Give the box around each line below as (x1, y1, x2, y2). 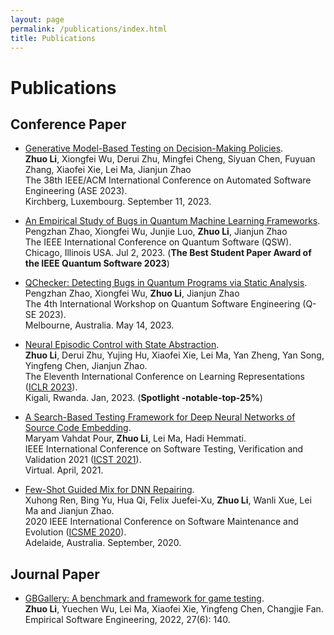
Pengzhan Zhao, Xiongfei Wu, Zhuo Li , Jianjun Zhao (24, 287, 240, 300)
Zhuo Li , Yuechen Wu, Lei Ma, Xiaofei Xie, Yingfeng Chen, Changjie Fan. (24, 603, 324, 615)
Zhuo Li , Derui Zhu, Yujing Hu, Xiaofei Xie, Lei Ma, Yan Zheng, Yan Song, (24, 349, 325, 361)
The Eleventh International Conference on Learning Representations (24, 371, 305, 383)
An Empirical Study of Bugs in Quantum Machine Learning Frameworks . (24, 215, 321, 227)
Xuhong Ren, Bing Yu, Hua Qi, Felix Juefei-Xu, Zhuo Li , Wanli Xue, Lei (24, 494, 312, 506)
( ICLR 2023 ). (24, 381, 78, 393)
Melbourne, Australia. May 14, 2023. (24, 319, 175, 331)
